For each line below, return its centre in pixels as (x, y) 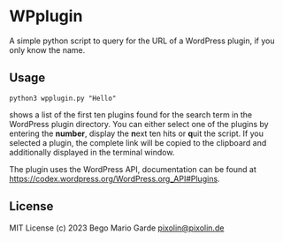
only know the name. (47, 49)
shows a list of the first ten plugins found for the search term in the (131, 114)
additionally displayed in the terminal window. (92, 152)
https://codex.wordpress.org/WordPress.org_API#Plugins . (115, 178)
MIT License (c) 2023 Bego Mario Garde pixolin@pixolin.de (117, 228)
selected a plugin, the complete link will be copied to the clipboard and (138, 142)
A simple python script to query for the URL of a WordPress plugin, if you (142, 41)
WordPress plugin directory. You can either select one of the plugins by (139, 124)
